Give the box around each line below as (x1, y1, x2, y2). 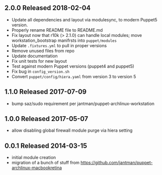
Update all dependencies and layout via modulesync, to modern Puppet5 (11, 17, 158, 22)
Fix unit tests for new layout (11, 58, 67, 64)
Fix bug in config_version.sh (11, 68, 70, 74)
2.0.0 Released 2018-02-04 (4, 4, 91, 12)
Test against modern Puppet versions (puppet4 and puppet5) (11, 63, 134, 69)
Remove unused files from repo (11, 48, 75, 53)
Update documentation (11, 53, 58, 59)
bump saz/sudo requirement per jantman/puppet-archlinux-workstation (11, 101, 155, 106)
